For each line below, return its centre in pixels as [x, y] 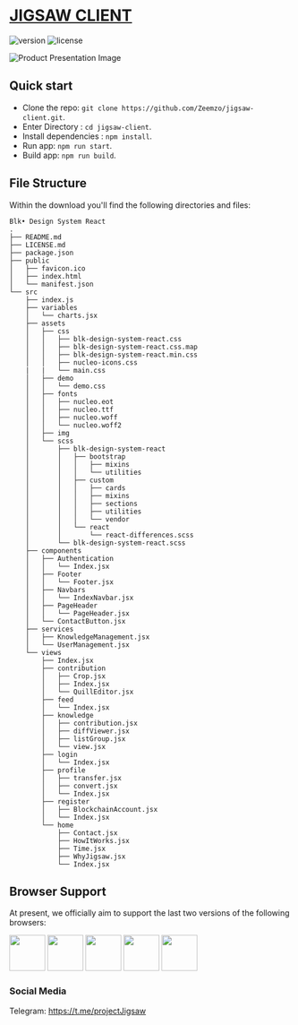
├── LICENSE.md [38, 245]
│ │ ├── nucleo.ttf [70, 409]
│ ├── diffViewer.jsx [85, 731]
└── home [58, 825]
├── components [54, 551]
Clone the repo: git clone [70, 108]
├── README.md [36, 237]
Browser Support [58, 891]
